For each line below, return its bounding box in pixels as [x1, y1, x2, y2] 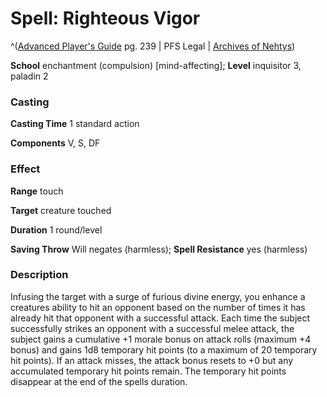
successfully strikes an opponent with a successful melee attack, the [10, 322, 295, 334]
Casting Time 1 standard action [10, 118, 140, 130]
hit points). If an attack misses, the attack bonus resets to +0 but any [10, 354, 294, 366]
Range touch [10, 185, 64, 197]
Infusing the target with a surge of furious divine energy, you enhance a [10, 290, 306, 302]
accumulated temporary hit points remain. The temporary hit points [10, 365, 287, 377]
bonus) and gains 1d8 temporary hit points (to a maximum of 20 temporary [10, 343, 318, 356]
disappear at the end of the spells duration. [10, 375, 188, 387]
